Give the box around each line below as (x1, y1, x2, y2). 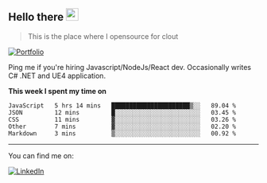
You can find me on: (8, 150, 74, 160)
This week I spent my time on (8, 86, 107, 95)
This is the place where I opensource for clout (27, 31, 179, 41)
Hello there (8, 10, 64, 24)
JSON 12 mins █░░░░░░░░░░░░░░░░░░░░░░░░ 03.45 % (8, 108, 237, 116)
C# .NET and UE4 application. (8, 71, 106, 80)
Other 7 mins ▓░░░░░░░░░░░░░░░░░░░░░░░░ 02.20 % (8, 123, 237, 130)
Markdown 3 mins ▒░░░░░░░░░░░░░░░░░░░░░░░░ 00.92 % (8, 129, 237, 138)
